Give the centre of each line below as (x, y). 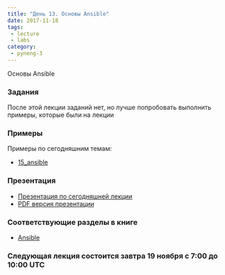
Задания (23, 91)
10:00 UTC (26, 264)
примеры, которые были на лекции (61, 115)
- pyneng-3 (26, 54)
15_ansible (33, 162)
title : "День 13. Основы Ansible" (59, 14)
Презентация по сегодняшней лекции (75, 196)
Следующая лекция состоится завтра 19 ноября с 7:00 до (113, 256)
